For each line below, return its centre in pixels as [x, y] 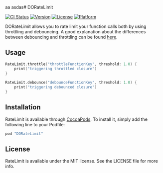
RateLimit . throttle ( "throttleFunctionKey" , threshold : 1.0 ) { [71, 64]
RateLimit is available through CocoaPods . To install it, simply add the [77, 119]
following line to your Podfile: [35, 124]
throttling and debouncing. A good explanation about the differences [76, 32]
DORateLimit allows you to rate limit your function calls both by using [76, 26]
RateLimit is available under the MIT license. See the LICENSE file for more [81, 161]
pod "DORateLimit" [24, 134]
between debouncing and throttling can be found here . [62, 37]
